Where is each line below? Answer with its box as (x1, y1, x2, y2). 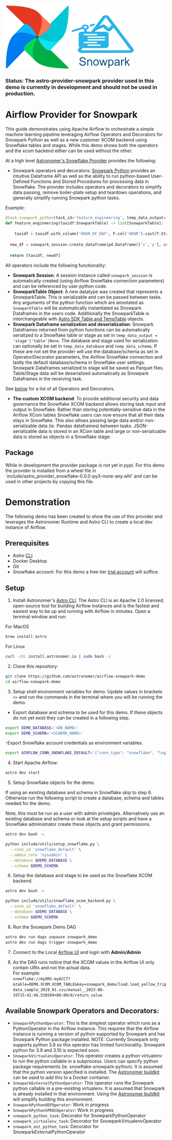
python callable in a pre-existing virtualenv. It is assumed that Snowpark (12, 1085, 165, 1091)
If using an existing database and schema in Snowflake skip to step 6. (5, 790, 153, 796)
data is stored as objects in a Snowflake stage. (12, 433, 111, 440)
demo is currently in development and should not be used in (5, 84, 158, 91)
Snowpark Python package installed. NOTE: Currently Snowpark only (12, 1037, 159, 1043)
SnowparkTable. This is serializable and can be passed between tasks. (12, 294, 162, 300)
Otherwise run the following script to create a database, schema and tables (5, 795, 164, 801)
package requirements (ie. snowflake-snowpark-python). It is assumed (12, 1064, 163, 1070)
